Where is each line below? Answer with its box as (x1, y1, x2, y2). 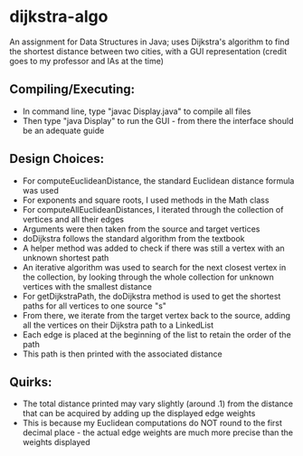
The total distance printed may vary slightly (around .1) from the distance (22, 398, 294, 409)
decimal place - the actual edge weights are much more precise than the (22, 427, 294, 438)
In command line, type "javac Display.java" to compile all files (22, 106, 251, 117)
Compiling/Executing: (9, 81, 136, 97)
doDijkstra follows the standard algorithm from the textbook (22, 233, 246, 243)
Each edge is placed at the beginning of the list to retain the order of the (22, 328, 291, 340)
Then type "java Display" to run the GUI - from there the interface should (22, 115, 294, 126)
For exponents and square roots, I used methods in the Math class (22, 195, 270, 205)
